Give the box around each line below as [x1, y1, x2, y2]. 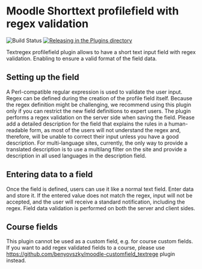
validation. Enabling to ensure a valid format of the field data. [6, 55, 158, 62]
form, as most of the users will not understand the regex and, [29, 126, 182, 133]
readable [6, 126, 28, 133]
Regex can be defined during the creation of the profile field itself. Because [6, 94, 192, 101]
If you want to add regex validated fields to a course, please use [6, 244, 165, 252]
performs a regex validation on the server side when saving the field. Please [6, 113, 195, 121]
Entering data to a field [6, 169, 93, 180]
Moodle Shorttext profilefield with [6, 4, 179, 18]
